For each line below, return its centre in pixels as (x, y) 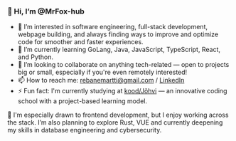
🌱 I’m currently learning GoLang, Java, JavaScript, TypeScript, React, (119, 50)
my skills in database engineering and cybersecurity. (85, 130)
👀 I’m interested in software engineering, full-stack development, (113, 27)
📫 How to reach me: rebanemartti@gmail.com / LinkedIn (101, 80)
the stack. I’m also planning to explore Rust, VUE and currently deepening (115, 122)
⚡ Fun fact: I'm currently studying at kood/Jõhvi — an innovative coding (122, 91)
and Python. (36, 57)
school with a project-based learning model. (82, 101)
